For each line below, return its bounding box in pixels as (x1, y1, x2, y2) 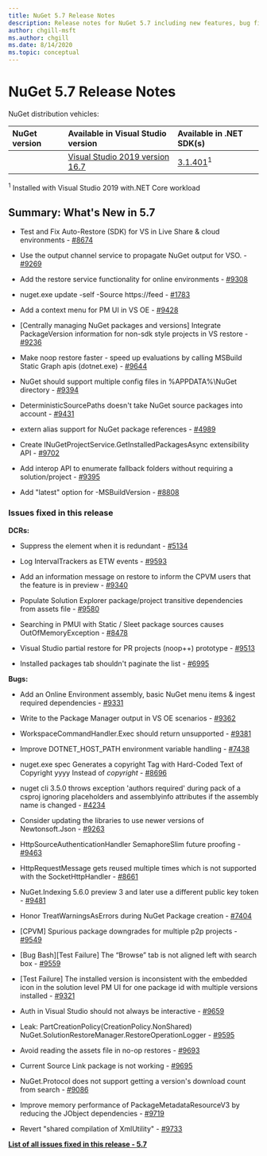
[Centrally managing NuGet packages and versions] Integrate (19, 321, 221, 331)
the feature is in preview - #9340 (19, 580, 129, 590)
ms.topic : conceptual (8, 48, 80, 56)
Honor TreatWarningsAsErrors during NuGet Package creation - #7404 (19, 910, 253, 920)
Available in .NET (177, 128, 244, 139)
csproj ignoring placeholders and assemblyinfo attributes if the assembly (19, 791, 259, 801)
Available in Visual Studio (68, 128, 167, 139)
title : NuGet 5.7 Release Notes (8, 11, 115, 20)
